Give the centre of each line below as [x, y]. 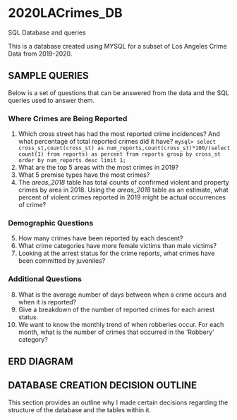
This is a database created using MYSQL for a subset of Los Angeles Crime [118, 46]
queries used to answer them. [51, 100]
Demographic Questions [51, 223]
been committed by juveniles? [62, 261]
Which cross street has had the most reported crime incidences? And [119, 134]
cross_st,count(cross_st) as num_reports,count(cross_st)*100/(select [124, 148]
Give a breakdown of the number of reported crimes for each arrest [116, 309]
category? [33, 339]
